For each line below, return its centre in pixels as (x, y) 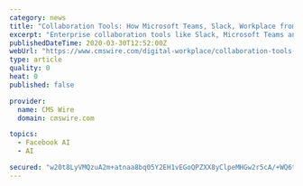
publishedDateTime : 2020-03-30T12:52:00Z (88, 43)
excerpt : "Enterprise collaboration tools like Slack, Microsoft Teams (147, 34)
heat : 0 (24, 77)
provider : (28, 101)
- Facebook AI (44, 143)
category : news (38, 18)
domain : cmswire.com (56, 118)
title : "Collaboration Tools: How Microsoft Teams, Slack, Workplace (143, 26)
